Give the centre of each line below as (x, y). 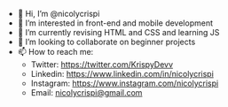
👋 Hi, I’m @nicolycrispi (59, 14)
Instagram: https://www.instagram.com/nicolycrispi (125, 83)
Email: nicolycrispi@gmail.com (86, 92)
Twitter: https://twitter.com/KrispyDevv (102, 65)
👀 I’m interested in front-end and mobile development (115, 23)
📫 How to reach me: (55, 52)
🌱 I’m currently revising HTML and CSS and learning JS (118, 32)
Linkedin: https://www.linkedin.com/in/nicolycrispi (122, 74)
